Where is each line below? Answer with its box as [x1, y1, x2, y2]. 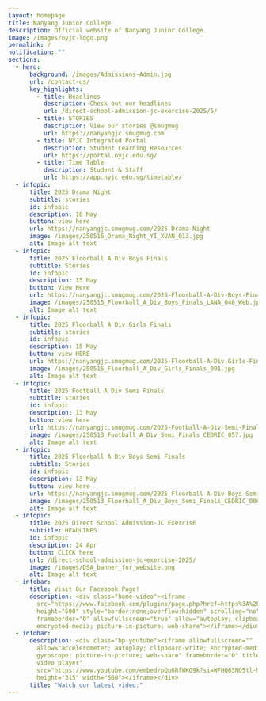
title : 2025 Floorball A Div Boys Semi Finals [28, 453, 186, 461]
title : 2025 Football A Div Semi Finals [28, 387, 165, 395]
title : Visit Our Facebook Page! [28, 585, 140, 593]
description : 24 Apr [28, 541, 97, 549]
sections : [8, 56, 41, 64]
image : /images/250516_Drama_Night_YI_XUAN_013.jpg [28, 233, 203, 241]
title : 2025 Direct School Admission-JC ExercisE [28, 519, 196, 527]
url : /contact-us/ [28, 78, 90, 85]
